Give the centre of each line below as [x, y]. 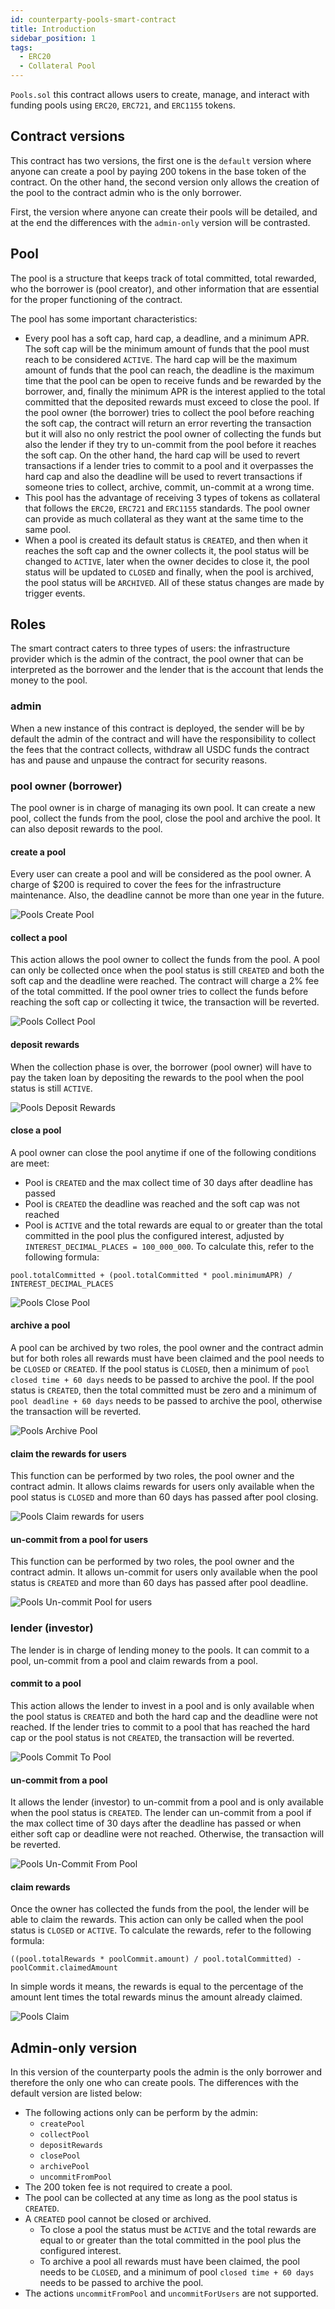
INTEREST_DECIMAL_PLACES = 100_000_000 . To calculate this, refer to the [169, 1246]
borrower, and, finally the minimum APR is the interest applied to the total [175, 391]
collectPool [64, 2135]
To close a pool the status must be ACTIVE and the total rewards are [178, 2230]
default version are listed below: [76, 2093]
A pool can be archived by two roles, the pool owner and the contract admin [167, 1348]
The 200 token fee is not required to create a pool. [128, 2187]
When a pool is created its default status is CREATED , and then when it [166, 540]
